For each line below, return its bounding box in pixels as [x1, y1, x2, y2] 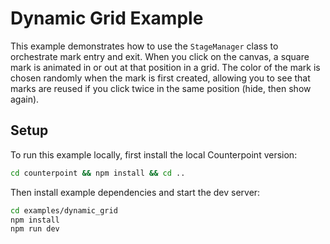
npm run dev [10, 224, 60, 234]
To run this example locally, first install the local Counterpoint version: [10, 148, 298, 161]
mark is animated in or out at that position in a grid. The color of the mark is [10, 61, 321, 73]
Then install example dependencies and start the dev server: [10, 186, 261, 198]
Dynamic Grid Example [10, 7, 204, 30]
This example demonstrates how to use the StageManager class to [10, 40, 279, 52]
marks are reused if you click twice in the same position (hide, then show [10, 82, 312, 94]
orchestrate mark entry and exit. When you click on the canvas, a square [10, 50, 310, 62]
